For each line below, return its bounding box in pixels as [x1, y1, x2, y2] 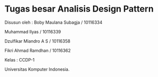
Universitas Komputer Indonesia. [4, 66, 70, 72]
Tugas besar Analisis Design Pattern [4, 3, 154, 15]
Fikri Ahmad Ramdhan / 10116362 [4, 47, 71, 53]
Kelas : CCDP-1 [4, 57, 35, 62]
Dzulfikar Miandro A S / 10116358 [4, 38, 71, 44]
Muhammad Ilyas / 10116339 [4, 29, 61, 34]
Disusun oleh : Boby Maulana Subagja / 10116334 [4, 19, 103, 25]
